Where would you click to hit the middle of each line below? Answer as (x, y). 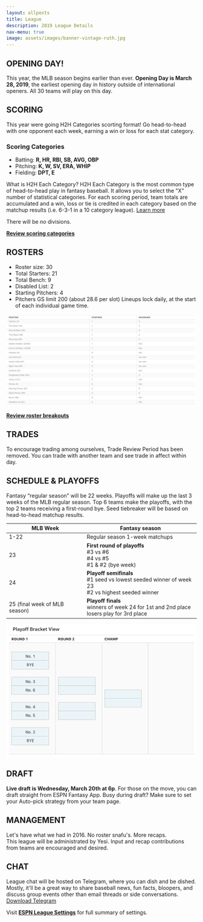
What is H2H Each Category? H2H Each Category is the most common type (100, 184)
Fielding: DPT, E (35, 173)
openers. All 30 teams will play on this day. (60, 91)
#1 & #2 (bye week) (111, 565)
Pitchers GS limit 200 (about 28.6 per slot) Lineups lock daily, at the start (105, 299)
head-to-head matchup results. (45, 515)
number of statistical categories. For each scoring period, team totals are (97, 197)
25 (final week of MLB (37, 604)
